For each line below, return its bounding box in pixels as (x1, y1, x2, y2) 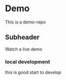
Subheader (5, 33, 40, 41)
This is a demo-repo (5, 19, 46, 25)
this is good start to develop (5, 69, 62, 76)
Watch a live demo (5, 46, 43, 52)
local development (5, 58, 50, 65)
